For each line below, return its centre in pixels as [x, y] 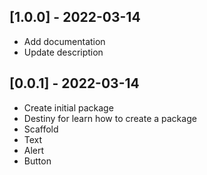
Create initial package [68, 107]
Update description [63, 52]
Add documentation [64, 41]
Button [37, 161]
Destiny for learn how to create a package [110, 118]
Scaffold [41, 129]
